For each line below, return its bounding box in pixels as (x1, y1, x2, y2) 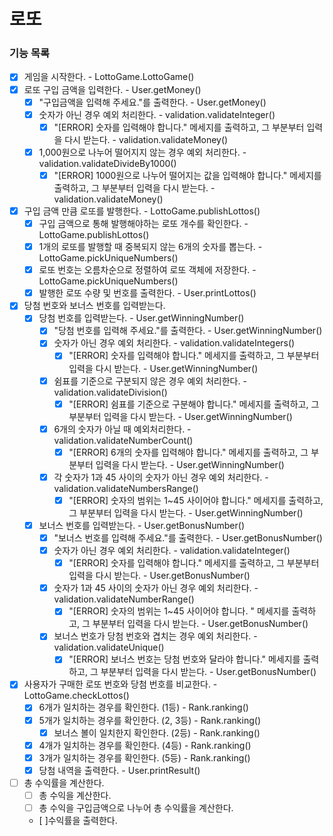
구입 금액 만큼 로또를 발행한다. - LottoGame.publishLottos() (23, 205, 261, 217)
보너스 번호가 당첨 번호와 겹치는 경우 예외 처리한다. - (53, 630, 258, 642)
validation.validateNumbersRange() (53, 482, 199, 494)
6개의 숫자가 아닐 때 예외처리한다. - (53, 423, 192, 435)
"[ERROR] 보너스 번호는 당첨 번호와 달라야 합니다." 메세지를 (68, 653, 301, 665)
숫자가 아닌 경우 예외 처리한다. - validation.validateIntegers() (53, 337, 296, 349)
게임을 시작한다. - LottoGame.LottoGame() (23, 71, 195, 83)
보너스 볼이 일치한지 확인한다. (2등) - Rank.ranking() (53, 726, 261, 739)
